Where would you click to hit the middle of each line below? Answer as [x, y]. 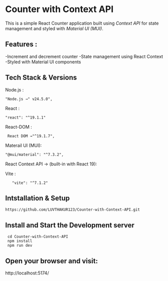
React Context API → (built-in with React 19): [51, 164]
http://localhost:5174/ [27, 273]
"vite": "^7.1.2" [30, 183]
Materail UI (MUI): [24, 145]
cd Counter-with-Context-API [38, 237]
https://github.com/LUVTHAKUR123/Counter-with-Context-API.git [73, 210]
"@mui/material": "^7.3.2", [35, 154]
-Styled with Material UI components [43, 62]
